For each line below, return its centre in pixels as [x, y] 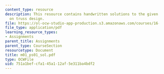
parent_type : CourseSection [34, 46]
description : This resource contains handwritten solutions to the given [82, 14]
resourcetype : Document [29, 50]
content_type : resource [29, 9]
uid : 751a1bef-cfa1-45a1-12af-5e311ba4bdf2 [50, 64]
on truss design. [27, 18]
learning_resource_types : [31, 32]
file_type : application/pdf [34, 28]
